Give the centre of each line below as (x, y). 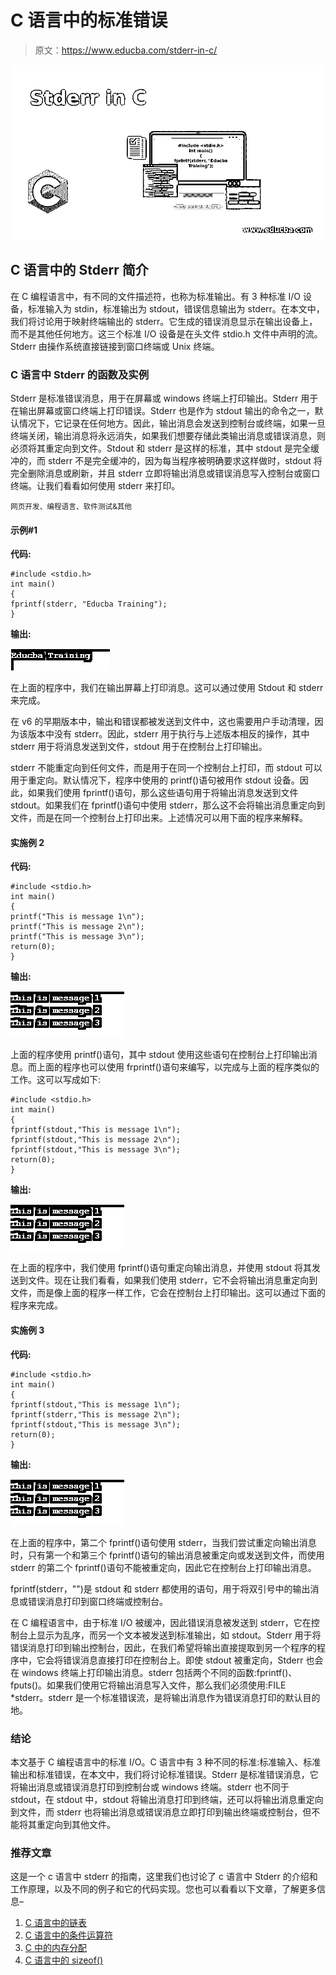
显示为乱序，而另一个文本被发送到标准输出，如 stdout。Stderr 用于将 (179, 1635)
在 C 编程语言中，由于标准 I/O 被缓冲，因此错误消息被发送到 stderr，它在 (161, 1622)
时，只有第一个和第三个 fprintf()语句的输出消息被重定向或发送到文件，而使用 (167, 1555)
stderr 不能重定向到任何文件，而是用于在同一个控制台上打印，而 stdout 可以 (166, 768)
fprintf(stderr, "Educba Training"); (89, 604)
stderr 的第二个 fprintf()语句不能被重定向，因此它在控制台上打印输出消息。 (163, 1567)
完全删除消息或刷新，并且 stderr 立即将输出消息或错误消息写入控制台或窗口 (165, 473)
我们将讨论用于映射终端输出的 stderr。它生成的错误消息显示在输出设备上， (164, 321)
